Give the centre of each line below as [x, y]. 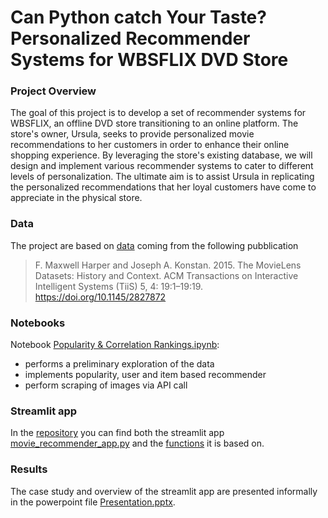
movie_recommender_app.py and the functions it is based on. [137, 443]
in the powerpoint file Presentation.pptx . [93, 502]
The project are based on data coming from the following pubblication [154, 245]
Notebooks [38, 323]
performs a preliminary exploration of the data [119, 364]
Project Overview [53, 91]
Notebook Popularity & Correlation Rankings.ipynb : [115, 345]
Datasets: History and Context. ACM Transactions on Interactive [166, 275]
